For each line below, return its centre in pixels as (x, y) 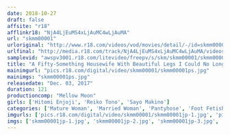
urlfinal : (21, 52)
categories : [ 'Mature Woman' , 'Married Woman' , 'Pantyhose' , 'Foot (105, 108)
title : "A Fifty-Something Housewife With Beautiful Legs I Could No (108, 64)
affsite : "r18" (29, 26)
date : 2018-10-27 (32, 13)
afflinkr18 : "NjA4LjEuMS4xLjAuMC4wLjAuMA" (68, 32)
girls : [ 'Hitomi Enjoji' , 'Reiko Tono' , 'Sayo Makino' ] (88, 102)
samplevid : (23, 58)
